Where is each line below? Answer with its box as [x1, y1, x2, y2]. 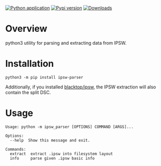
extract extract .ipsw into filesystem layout [10, 151, 113, 156]
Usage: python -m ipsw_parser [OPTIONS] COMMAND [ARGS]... [5, 124, 134, 130]
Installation [5, 58, 54, 69]
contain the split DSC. [5, 89, 51, 95]
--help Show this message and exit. [10, 138, 90, 143]
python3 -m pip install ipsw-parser [5, 75, 83, 80]
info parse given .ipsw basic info [10, 156, 95, 161]
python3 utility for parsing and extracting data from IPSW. [5, 40, 127, 46]
